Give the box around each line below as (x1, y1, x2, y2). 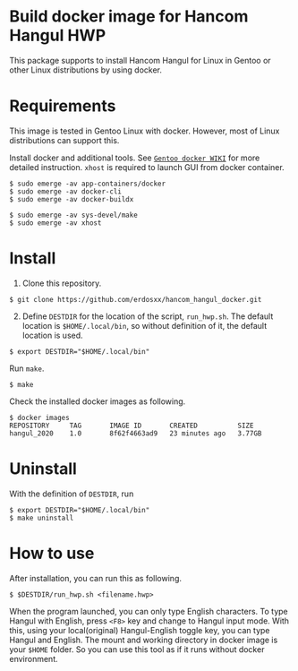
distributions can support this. (9, 134, 120, 145)
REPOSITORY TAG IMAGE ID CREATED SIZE (9, 421, 254, 430)
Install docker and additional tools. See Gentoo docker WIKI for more (9, 152, 260, 163)
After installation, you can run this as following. (9, 572, 182, 583)
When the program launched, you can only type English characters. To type (9, 606, 288, 616)
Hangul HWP (9, 25, 106, 46)
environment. (9, 653, 58, 664)
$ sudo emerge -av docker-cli (9, 186, 123, 196)
